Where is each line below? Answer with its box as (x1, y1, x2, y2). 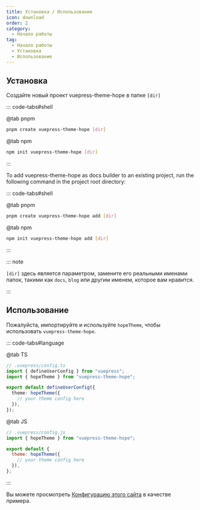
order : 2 (6, 20, 28, 26)
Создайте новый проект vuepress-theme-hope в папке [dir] (6, 91, 161, 99)
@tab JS (6, 417, 28, 425)
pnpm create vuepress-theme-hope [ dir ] (6, 127, 106, 133)
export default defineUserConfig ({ (6, 384, 95, 391)
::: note (6, 258, 24, 265)
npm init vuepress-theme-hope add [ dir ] (6, 236, 109, 242)
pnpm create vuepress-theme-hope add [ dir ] (6, 213, 117, 220)
